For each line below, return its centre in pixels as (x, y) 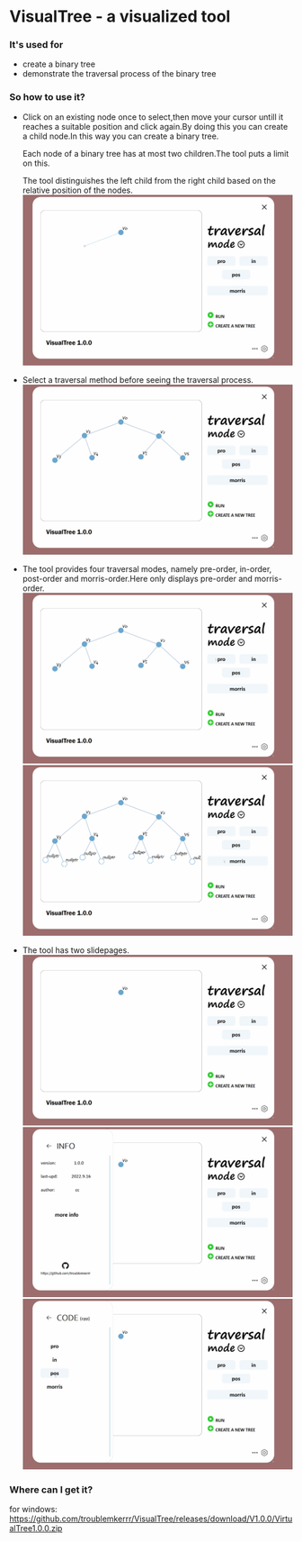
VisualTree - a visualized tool (120, 17)
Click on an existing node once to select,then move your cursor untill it (153, 117)
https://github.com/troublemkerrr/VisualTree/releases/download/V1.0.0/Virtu (151, 1519)
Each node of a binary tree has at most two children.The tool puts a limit (155, 153)
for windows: (34, 1510)
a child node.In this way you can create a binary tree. (120, 136)
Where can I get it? (51, 1490)
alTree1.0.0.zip (36, 1528)
